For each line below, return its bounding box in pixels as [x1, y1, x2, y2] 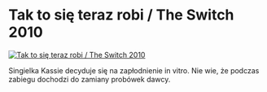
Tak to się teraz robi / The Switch [8, 6, 234, 24]
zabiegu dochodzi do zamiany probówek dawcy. [8, 74, 171, 84]
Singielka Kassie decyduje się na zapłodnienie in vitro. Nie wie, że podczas [8, 65, 260, 75]
